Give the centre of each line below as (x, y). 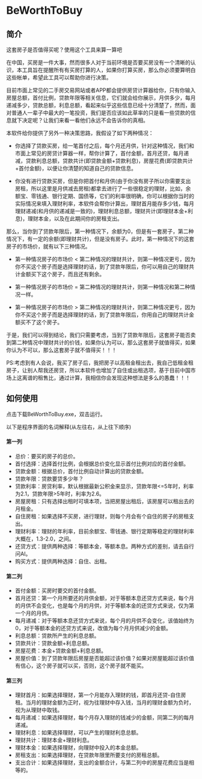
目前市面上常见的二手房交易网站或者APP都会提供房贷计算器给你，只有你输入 (101, 90)
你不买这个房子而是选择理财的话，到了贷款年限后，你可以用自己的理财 (102, 267)
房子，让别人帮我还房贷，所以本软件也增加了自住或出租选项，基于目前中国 (98, 370)
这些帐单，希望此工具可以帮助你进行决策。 (59, 77)
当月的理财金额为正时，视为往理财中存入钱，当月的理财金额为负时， (110, 703)
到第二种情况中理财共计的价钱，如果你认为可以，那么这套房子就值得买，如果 (101, 342)
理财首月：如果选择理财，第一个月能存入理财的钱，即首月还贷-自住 (98, 695)
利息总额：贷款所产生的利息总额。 (57, 636)
